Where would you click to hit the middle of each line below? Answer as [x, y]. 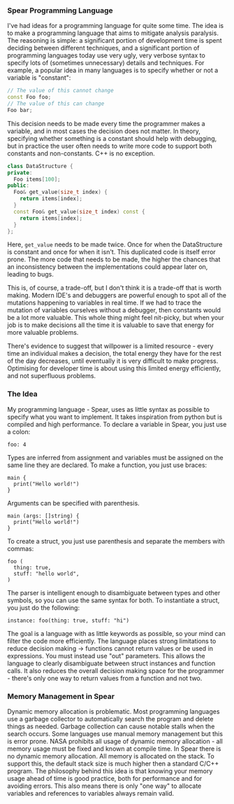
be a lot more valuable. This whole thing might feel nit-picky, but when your [116, 318]
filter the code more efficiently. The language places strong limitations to [112, 641]
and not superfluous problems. [52, 376]
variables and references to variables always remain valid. [91, 793]
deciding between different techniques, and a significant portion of [104, 48]
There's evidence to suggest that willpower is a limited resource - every [110, 346]
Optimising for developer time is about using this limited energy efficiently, [114, 368]
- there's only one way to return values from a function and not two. [105, 678]
